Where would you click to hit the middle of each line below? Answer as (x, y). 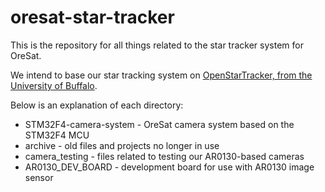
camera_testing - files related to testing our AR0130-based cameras (164, 156)
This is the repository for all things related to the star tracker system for (157, 45)
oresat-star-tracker (92, 17)
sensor (39, 177)
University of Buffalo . (54, 85)
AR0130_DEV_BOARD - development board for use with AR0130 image (169, 167)
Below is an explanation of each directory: (97, 105)
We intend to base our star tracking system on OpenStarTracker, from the (161, 75)
